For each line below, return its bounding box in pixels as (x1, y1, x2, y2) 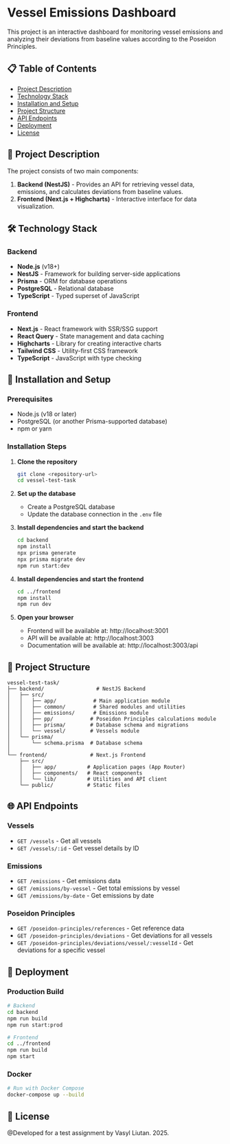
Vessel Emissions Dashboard (7, 5, 176, 21)
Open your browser (16, 614, 74, 622)
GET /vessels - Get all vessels (16, 837, 102, 845)
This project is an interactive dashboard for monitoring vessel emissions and (7, 28, 223, 36)
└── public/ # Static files (19, 782, 130, 789)
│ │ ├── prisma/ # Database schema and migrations (7, 722, 189, 729)
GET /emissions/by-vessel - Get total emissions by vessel (16, 884, 180, 892)
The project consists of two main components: (7, 166, 139, 175)
